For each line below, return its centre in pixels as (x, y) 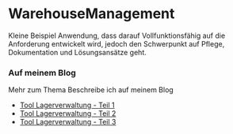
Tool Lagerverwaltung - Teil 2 (68, 114)
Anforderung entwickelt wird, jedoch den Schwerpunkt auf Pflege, (116, 43)
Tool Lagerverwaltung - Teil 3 (68, 122)
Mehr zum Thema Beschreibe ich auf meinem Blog (91, 90)
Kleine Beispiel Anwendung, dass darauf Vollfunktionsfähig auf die (117, 35)
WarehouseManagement (92, 14)
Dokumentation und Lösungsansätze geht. (77, 52)
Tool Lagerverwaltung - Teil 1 (67, 105)
